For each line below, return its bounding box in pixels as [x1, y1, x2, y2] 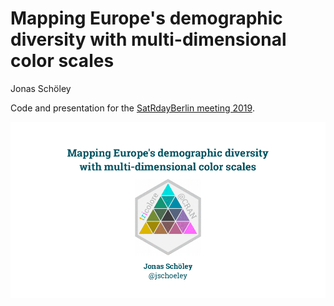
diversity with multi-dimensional [10, 28, 287, 51]
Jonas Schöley [10, 82, 72, 94]
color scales [10, 50, 115, 72]
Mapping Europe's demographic [10, 7, 283, 30]
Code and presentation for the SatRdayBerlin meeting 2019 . [10, 102, 255, 114]
